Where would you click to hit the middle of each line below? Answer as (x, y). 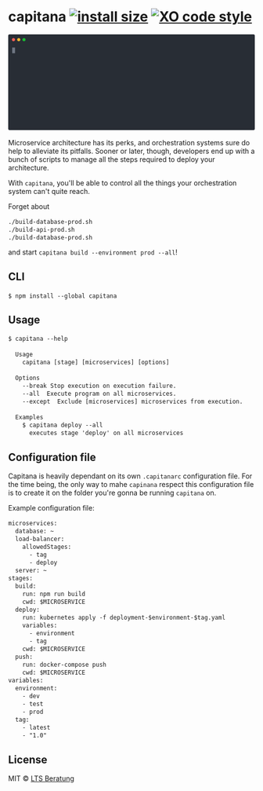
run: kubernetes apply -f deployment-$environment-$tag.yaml (124, 618)
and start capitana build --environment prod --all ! (93, 252)
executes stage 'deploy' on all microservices (106, 433)
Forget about (29, 206)
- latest (36, 728)
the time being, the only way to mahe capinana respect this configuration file (131, 485)
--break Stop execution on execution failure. (99, 386)
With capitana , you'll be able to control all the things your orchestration (122, 183)
